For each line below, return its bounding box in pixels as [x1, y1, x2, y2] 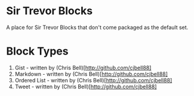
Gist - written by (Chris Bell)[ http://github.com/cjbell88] [14, 64, 152, 71]
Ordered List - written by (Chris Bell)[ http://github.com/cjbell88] [14, 76, 173, 84]
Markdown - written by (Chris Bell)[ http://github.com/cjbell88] [14, 70, 168, 78]
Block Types [6, 44, 69, 58]
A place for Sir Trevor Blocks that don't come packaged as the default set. [6, 24, 189, 31]
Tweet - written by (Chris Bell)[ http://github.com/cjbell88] [14, 83, 157, 90]
